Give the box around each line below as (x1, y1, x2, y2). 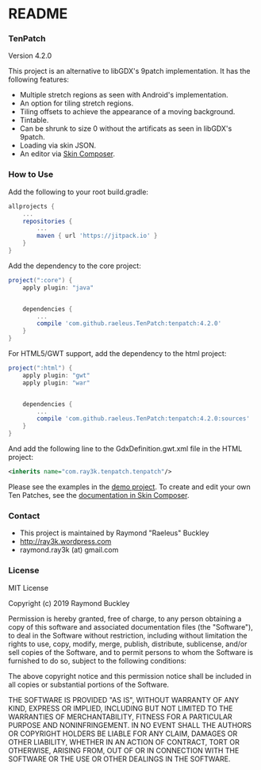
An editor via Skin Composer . (19, 149, 116, 159)
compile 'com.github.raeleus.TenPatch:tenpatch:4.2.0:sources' (36, 415, 250, 423)
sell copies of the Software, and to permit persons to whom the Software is (8, 647, 254, 657)
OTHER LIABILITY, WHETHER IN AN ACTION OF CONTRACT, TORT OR (8, 737, 240, 746)
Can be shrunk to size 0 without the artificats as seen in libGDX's (19, 124, 232, 133)
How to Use (8, 169, 54, 180)
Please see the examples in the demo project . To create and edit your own (8, 481, 251, 492)
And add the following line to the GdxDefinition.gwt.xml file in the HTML (8, 444, 243, 454)
